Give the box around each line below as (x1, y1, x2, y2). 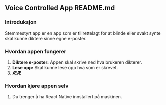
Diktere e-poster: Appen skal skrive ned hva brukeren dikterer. (12, 59, 142, 65)
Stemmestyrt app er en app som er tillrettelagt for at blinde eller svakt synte (5, 30, 161, 36)
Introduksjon (5, 19, 37, 26)
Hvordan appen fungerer (5, 48, 66, 55)
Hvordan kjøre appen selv (5, 82, 69, 89)
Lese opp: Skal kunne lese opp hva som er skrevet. (12, 64, 118, 70)
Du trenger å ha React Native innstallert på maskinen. (12, 94, 122, 100)
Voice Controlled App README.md (5, 4, 115, 12)
